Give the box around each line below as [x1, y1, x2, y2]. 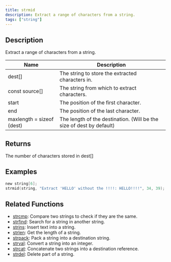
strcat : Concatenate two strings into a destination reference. [12, 246, 139, 252]
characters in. [59, 76, 93, 83]
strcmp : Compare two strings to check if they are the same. [12, 213, 138, 219]
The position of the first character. [59, 99, 141, 106]
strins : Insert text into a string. [12, 224, 76, 230]
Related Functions [5, 199, 64, 209]
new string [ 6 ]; [5, 181, 38, 186]
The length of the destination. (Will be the [59, 115, 159, 123]
